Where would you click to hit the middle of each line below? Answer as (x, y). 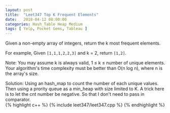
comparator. (18, 100)
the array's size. (22, 73)
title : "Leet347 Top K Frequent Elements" (52, 15)
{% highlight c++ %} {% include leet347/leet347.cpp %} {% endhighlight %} (85, 105)
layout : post (19, 10)
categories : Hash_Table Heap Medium (44, 24)
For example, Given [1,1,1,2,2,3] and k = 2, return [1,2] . (66, 53)
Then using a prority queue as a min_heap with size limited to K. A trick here (85, 89)
